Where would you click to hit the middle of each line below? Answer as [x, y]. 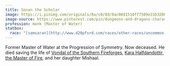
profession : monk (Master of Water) [44, 24]
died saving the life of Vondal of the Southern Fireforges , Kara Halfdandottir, [84, 52]
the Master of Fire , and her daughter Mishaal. [52, 58]
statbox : [14, 28]
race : [16, 33]
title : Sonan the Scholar [32, 10]
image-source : [20, 19]
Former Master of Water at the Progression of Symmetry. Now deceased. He [85, 47]
